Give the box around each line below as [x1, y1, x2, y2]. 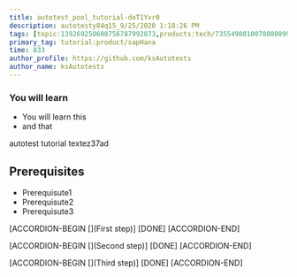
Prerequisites [9, 164, 85, 179]
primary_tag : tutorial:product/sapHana [9, 37, 156, 47]
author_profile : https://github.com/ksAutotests [9, 54, 192, 63]
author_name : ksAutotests [9, 63, 104, 72]
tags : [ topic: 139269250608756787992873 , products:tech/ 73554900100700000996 [9, 29, 294, 38]
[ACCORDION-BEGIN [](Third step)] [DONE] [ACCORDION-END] [9, 258, 243, 268]
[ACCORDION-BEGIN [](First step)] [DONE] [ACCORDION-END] [9, 223, 240, 234]
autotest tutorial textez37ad [9, 138, 109, 149]
